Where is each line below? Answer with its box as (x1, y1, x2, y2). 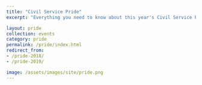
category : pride (6, 37, 47, 42)
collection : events (6, 31, 55, 37)
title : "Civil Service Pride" (6, 8, 82, 15)
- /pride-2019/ (6, 58, 44, 65)
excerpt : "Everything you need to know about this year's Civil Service (6, 14, 192, 20)
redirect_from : (6, 47, 44, 54)
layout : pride (6, 25, 42, 31)
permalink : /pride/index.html (6, 42, 82, 48)
